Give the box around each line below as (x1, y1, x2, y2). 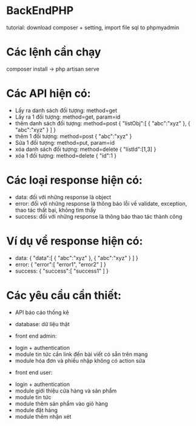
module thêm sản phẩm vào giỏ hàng (15, 400, 108, 407)
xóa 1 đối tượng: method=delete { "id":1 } (15, 152, 117, 159)
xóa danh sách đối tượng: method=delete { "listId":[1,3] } (15, 145, 157, 153)
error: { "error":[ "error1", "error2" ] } (15, 260, 106, 268)
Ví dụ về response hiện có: (6, 234, 143, 248)
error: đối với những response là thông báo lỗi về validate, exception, (15, 200, 188, 207)
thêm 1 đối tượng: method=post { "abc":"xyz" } (15, 132, 132, 140)
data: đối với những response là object (15, 193, 111, 201)
